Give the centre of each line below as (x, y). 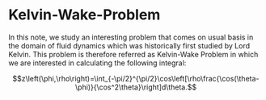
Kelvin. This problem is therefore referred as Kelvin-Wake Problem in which (133, 54)
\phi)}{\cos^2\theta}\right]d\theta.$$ (136, 87)
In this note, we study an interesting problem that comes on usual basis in (131, 37)
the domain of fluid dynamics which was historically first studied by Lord (129, 45)
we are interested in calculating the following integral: (97, 63)
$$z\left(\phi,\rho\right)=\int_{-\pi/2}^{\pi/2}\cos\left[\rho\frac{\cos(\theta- (135, 78)
